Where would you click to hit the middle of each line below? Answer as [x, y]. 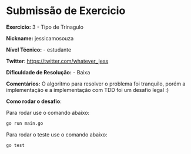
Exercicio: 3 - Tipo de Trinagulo [45, 27]
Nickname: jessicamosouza [40, 38]
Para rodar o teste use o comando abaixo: [57, 134]
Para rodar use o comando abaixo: [48, 112]
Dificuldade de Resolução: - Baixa [48, 72]
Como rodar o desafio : [34, 101]
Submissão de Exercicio [66, 11]
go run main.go [25, 123]
